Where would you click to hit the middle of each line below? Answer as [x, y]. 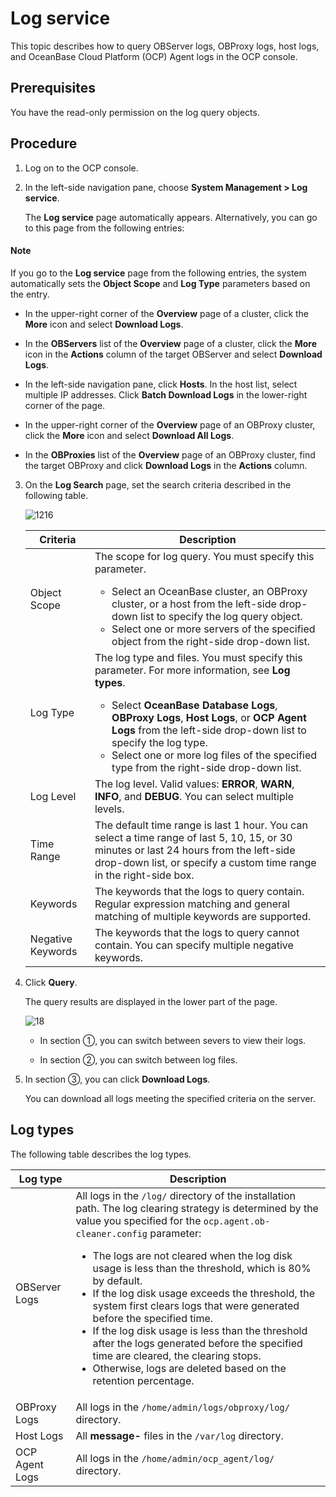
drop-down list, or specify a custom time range [205, 862]
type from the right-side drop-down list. [206, 767]
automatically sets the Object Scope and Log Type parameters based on [160, 283]
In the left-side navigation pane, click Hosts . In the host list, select [161, 384]
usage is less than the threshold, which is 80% [202, 1268]
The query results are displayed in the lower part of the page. [151, 1001]
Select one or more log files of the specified [214, 755]
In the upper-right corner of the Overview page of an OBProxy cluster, [170, 424]
